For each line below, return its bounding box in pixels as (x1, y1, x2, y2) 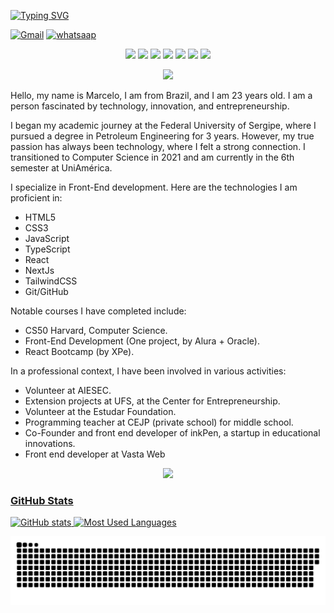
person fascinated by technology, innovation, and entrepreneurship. (10, 100, 290, 112)
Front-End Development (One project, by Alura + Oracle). (24, 335, 260, 347)
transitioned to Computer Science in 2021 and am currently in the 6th (10, 151, 295, 163)
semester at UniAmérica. (10, 162, 113, 174)
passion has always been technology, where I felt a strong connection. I (10, 141, 306, 152)
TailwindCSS (24, 275, 78, 287)
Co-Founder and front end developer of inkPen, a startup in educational (24, 427, 321, 439)
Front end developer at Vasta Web (24, 448, 166, 460)
